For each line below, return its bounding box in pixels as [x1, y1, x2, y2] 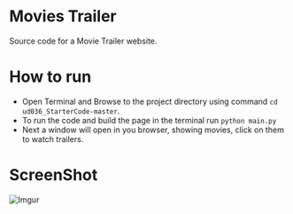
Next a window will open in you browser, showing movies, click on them [21, 124, 285, 135]
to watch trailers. [21, 133, 84, 144]
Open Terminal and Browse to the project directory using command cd [21, 96, 278, 107]
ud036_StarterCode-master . [21, 105, 120, 116]
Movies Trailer [9, 6, 117, 27]
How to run [9, 67, 92, 87]
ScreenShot [9, 165, 98, 186]
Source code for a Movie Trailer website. [9, 36, 158, 46]
